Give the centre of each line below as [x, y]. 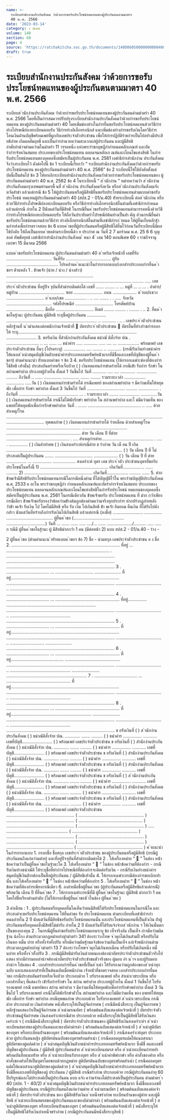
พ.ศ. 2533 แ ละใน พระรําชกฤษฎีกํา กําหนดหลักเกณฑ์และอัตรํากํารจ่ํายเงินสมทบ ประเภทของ [82, 484]
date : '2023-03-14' [26, 24]
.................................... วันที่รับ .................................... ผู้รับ [63, 259]
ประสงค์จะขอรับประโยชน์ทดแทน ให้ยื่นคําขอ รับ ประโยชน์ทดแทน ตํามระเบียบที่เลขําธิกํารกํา [79, 914]
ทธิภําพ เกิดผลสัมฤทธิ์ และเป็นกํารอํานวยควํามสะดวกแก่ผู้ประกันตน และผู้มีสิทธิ [70, 141]
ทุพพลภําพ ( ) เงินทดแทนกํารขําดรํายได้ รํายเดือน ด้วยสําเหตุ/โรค [97, 422]
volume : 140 [18, 33]
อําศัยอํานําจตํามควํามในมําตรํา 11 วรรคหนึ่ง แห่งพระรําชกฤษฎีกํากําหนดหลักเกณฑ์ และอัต [78, 147]
